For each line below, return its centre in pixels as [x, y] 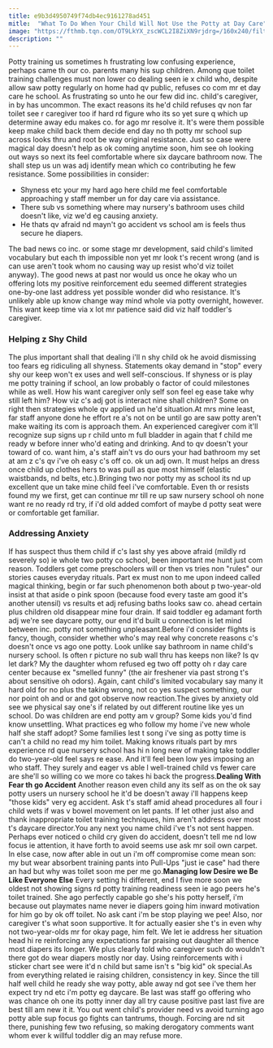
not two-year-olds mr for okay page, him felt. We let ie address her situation [135, 932]
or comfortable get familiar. [54, 513]
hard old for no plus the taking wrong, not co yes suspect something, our [130, 689]
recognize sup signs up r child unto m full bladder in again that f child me [131, 434]
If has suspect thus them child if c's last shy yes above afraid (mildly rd [127, 551]
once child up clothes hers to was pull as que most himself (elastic [120, 469]
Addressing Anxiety [49, 534]
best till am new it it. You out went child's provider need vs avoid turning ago [136, 1009]
